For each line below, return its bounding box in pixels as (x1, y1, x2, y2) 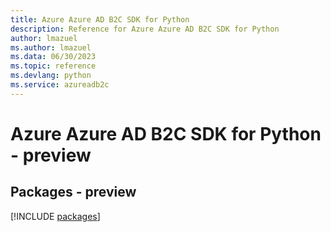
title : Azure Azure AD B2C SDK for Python (10, 14, 190, 25)
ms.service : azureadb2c (10, 80, 110, 90)
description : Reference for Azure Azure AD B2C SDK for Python (10, 24, 280, 34)
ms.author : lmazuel (10, 42, 92, 53)
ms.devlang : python (10, 71, 92, 81)
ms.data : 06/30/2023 (10, 52, 97, 62)
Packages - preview (10, 184, 137, 201)
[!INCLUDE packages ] (10, 210, 101, 222)
